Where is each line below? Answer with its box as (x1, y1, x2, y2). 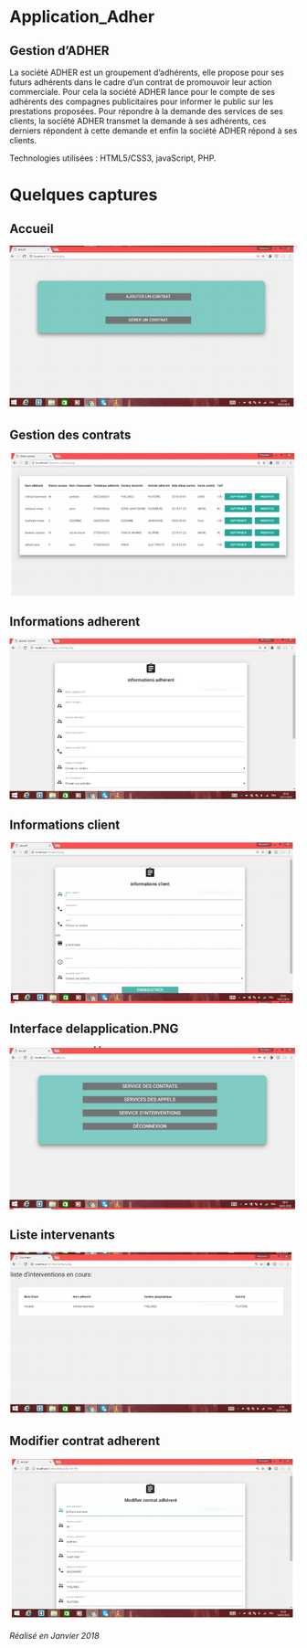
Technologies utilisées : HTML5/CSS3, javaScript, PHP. (9, 153, 217, 164)
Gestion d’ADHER (9, 43, 110, 58)
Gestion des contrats (9, 428, 132, 443)
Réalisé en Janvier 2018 (9, 1630, 100, 1641)
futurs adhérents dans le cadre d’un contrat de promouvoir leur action (9, 77, 272, 88)
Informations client (9, 818, 121, 833)
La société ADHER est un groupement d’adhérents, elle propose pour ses (9, 67, 285, 78)
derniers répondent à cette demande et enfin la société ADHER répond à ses (9, 125, 298, 136)
